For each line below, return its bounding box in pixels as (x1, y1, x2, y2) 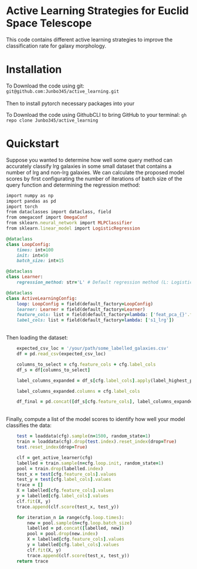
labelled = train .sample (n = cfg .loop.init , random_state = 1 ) (16, 460, 164, 466)
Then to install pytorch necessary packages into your (6, 100, 135, 107)
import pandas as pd (6, 198, 57, 204)
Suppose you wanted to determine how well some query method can (6, 156, 173, 163)
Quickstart (6, 137, 60, 150)
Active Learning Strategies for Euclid (6, 4, 189, 18)
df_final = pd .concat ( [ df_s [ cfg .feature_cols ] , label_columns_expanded (16, 399, 195, 405)
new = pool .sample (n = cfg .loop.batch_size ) (27, 520, 133, 526)
